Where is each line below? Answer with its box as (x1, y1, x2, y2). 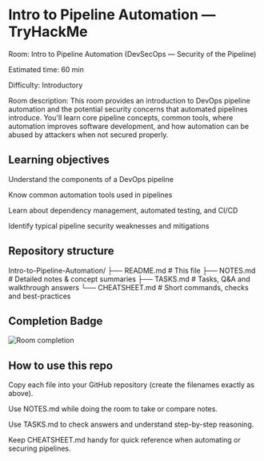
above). (8, 389, 34, 398)
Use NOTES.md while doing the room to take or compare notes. (8, 404, 218, 414)
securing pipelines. (8, 443, 71, 454)
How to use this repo (8, 358, 114, 372)
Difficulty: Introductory (8, 80, 83, 90)
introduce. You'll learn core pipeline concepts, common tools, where (8, 112, 234, 122)
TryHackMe (8, 22, 88, 41)
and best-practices (8, 291, 71, 301)
